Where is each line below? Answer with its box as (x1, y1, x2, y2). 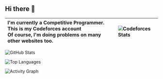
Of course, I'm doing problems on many (7, 31, 101, 38)
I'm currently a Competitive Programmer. (7, 19, 105, 26)
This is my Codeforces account (7, 25, 81, 32)
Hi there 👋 (5, 5, 35, 13)
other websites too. (7, 37, 53, 44)
